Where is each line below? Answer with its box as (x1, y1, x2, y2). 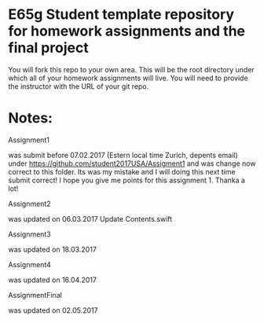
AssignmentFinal (8, 290, 63, 299)
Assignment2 (8, 199, 51, 208)
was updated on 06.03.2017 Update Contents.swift (8, 214, 173, 223)
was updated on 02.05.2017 (8, 305, 98, 315)
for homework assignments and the (8, 22, 246, 40)
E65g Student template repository (8, 6, 234, 24)
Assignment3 (8, 229, 51, 239)
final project (8, 39, 89, 57)
